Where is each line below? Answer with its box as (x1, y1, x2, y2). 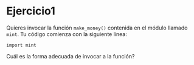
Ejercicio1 (6, 4, 56, 18)
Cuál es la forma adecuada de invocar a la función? (6, 52, 135, 60)
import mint (6, 42, 36, 48)
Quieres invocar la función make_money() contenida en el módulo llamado (6, 24, 188, 31)
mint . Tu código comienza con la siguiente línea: (6, 30, 128, 37)
